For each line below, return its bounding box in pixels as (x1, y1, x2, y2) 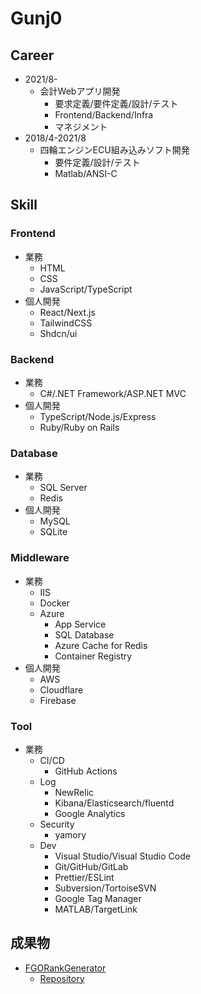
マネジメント (54, 121, 108, 132)
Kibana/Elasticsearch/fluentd (54, 797, 175, 809)
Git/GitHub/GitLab (54, 860, 129, 872)
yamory (54, 828, 87, 841)
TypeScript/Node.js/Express (39, 410, 157, 422)
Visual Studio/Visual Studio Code (54, 850, 191, 862)
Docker (39, 597, 70, 609)
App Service (54, 618, 107, 630)
